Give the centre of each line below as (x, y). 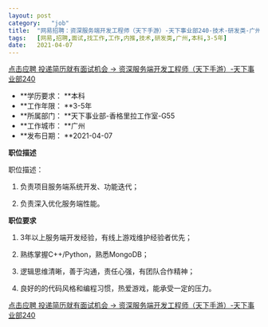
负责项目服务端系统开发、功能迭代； (79, 187)
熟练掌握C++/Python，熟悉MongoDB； (84, 254)
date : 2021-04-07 (41, 45)
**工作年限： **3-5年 (56, 106)
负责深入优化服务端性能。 (62, 203)
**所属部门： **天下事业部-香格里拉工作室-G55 (97, 116)
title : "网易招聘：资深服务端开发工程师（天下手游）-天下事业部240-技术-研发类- (129, 30)
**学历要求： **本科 (52, 96)
